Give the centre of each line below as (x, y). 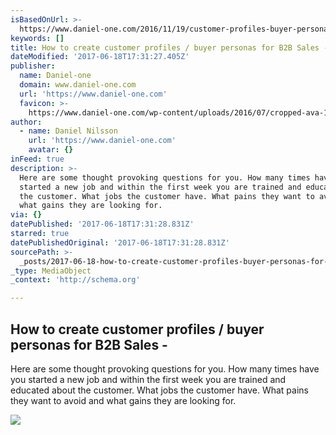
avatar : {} (51, 150)
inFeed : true (37, 159)
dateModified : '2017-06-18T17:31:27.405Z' (100, 57)
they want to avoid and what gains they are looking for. (123, 400)
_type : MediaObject (51, 271)
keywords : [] (37, 38)
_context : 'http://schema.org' (75, 280)
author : (26, 122)
